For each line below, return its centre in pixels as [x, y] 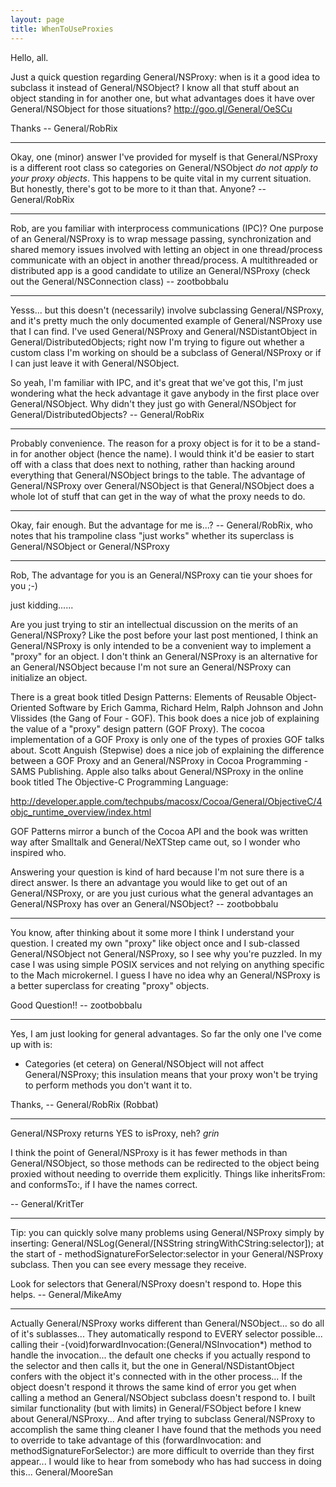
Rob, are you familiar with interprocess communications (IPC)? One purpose [167, 228]
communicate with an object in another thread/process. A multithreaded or [164, 260]
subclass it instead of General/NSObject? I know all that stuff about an [155, 87]
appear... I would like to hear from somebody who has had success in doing [166, 1461]
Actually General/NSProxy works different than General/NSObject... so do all [167, 1323]
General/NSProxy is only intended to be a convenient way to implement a [161, 645]
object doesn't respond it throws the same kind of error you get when [153, 1387]
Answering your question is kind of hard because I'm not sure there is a [157, 872]
